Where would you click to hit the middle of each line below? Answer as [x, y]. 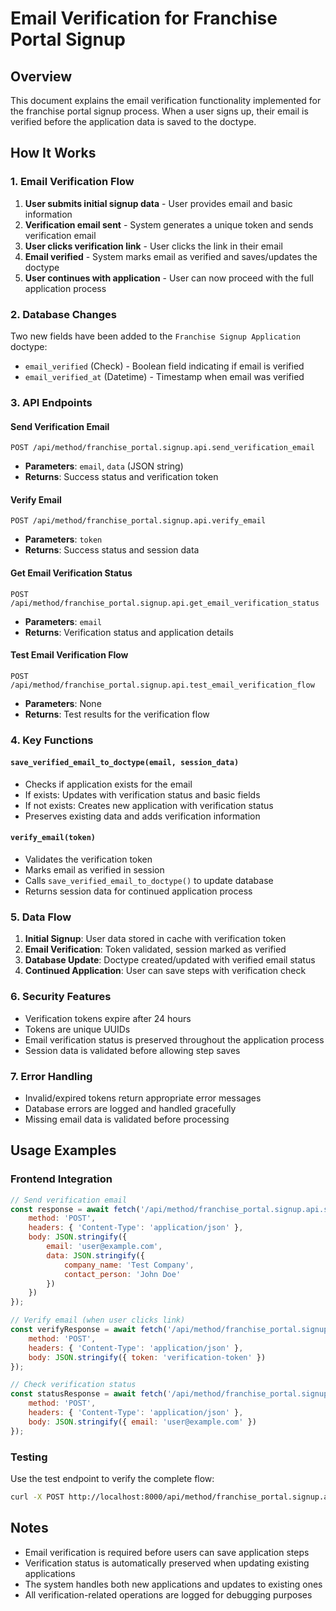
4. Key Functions [52, 740]
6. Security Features [61, 997]
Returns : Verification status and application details [129, 632]
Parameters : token [63, 539]
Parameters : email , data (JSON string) [104, 466]
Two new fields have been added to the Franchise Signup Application [155, 336]
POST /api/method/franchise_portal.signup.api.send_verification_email [162, 448]
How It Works [53, 153]
